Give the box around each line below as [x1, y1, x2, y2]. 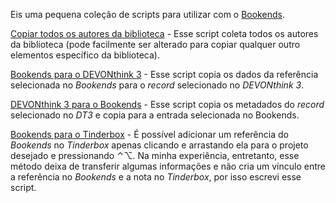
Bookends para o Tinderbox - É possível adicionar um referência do [10, 129, 289, 140]
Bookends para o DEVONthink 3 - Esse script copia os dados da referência [10, 69, 319, 80]
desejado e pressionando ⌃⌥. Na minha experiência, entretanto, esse [10, 150, 300, 161]
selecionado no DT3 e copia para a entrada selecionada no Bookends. [10, 109, 300, 121]
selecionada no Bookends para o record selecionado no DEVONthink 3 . [10, 79, 305, 91]
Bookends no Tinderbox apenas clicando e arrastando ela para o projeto [10, 139, 309, 151]
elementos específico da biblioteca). [10, 49, 160, 61]
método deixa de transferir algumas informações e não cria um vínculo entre [10, 160, 326, 172]
